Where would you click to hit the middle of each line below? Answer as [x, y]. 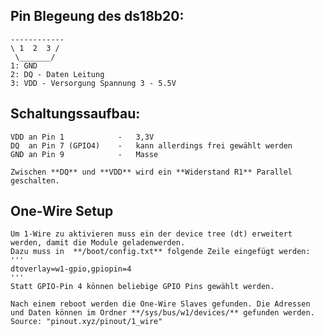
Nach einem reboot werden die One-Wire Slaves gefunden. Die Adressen [160, 304]
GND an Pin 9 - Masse [84, 154]
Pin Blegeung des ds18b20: [97, 16]
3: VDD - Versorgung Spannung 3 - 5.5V [93, 83]
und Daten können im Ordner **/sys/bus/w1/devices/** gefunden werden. [162, 313]
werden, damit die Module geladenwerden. [98, 243]
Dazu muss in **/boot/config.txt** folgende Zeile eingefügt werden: [160, 252]
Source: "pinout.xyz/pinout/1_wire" [86, 322]
